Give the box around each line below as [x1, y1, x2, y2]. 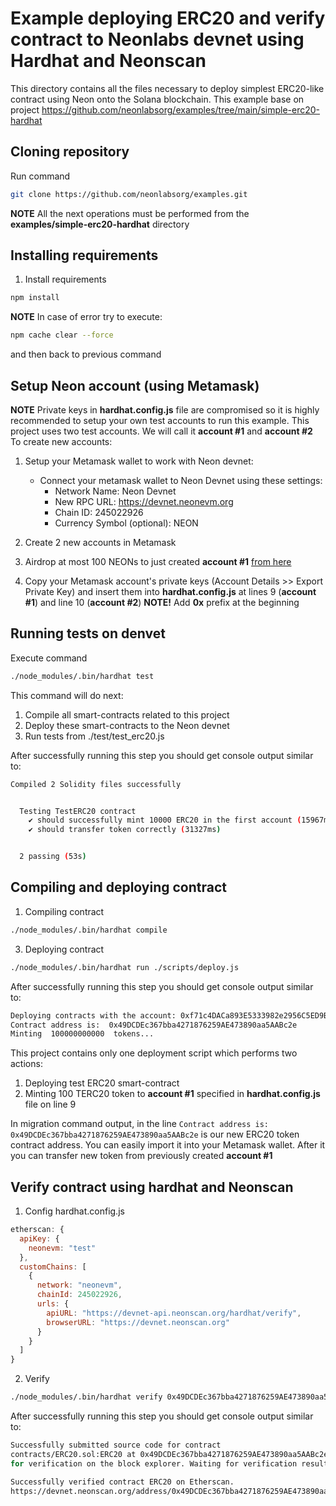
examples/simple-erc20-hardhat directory [10, 218, 190, 230]
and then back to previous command [10, 348, 162, 361]
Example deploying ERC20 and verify [10, 7, 326, 30]
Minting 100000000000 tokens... [10, 1029, 155, 1039]
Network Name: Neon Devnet [54, 485, 177, 497]
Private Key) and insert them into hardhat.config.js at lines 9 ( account [24, 586, 317, 597]
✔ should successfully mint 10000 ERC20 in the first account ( [28, 815, 302, 826]
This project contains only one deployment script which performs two [10, 1047, 298, 1059]
